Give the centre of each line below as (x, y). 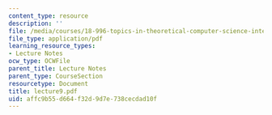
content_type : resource (49, 16)
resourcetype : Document (49, 83)
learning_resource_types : (52, 46)
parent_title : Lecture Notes (57, 69)
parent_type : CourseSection (56, 76)
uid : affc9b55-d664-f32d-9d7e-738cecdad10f (83, 99)
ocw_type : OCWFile (39, 62)
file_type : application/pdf (56, 38)
